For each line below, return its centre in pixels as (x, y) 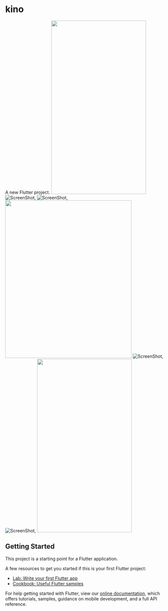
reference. (16, 604)
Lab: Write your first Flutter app (45, 578)
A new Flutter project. (28, 192)
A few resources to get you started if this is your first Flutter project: (76, 568)
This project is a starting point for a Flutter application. (62, 559)
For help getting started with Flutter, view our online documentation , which (83, 593)
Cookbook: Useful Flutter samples (48, 583)
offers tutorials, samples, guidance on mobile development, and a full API (81, 598)
